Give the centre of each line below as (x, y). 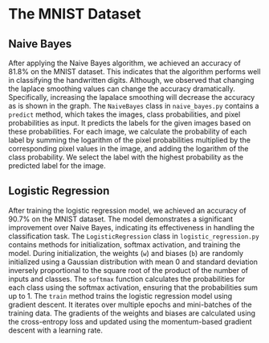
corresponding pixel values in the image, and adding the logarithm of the (128, 149)
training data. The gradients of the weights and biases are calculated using (132, 313)
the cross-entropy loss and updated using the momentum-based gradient (130, 321)
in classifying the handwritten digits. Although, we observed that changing (131, 80)
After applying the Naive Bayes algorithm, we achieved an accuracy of (124, 63)
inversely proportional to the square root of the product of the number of (128, 270)
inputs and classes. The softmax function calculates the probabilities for (127, 279)
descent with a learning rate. (55, 330)
